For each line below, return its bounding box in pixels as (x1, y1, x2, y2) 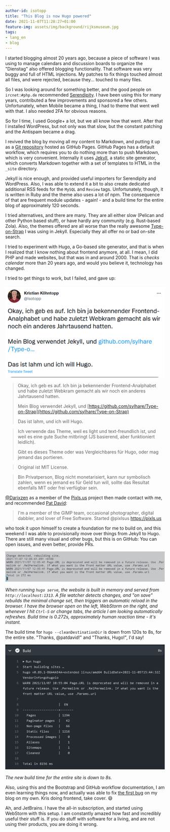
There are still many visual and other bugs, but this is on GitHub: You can (5, 536, 157, 542)
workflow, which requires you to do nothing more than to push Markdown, (5, 149, 159, 155)
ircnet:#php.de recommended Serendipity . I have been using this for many (5, 91, 161, 98)
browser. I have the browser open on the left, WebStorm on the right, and (5, 603, 158, 609)
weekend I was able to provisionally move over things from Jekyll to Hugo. (5, 530, 160, 536)
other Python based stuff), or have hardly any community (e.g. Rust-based (5, 218, 161, 224)
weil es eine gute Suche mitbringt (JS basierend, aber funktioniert (17, 434, 155, 440)
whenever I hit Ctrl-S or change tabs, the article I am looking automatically (5, 608, 163, 614)
